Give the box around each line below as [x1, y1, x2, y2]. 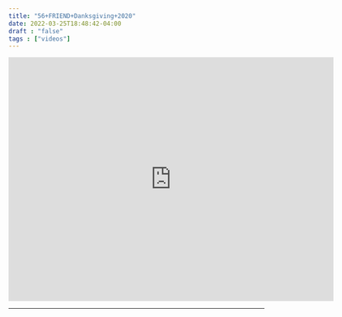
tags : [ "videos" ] [8, 34, 71, 43]
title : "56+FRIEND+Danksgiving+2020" [8, 11, 136, 20]
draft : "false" [8, 27, 63, 35]
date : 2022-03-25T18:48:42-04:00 [8, 20, 122, 28]
